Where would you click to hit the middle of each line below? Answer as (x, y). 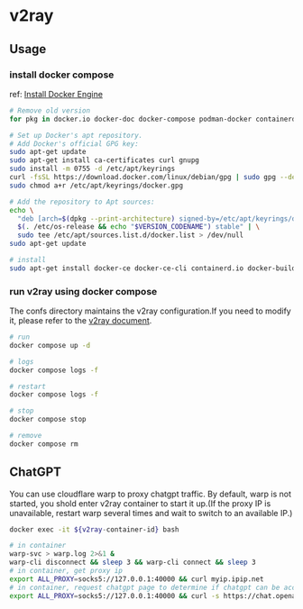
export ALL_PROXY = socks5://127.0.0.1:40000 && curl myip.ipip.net (137, 579)
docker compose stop (48, 420)
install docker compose (62, 75)
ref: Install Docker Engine (56, 94)
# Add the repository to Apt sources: (82, 202)
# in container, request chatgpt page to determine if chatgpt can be (145, 587)
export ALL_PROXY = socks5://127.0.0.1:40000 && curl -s (115, 595)
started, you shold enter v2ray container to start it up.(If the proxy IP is (140, 503)
